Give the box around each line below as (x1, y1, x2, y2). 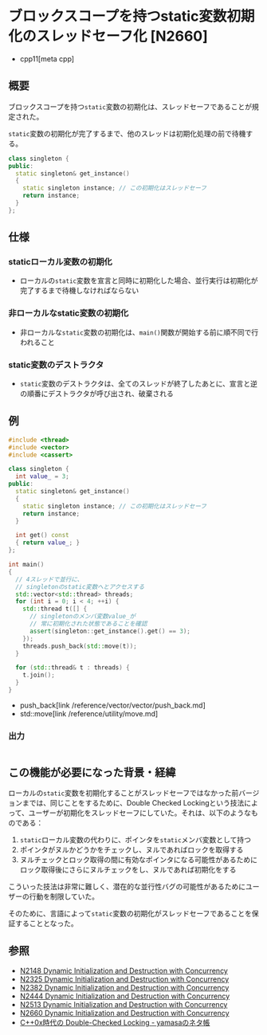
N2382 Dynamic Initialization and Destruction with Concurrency (19, 982, 230, 992)
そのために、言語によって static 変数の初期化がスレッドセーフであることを (8, 909, 253, 919)
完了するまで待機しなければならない (19, 286, 139, 296)
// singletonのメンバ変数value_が (29, 613, 136, 621)
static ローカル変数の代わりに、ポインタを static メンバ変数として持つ (19, 835, 251, 845)
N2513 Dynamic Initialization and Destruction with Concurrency (19, 999, 228, 1009)
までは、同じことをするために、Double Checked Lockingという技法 (22, 798, 245, 808)
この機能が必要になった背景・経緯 (8, 766, 176, 779)
